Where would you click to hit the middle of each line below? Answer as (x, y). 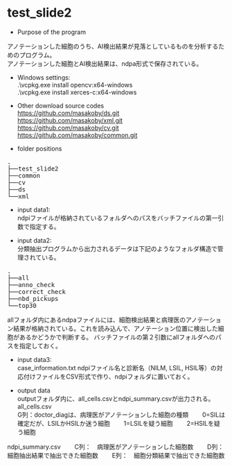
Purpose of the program (52, 32)
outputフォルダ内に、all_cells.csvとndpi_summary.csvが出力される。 (114, 398)
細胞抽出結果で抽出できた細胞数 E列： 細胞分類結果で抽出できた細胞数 (116, 455)
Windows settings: (44, 77)
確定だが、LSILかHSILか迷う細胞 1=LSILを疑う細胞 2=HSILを (116, 423)
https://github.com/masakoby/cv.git (68, 128)
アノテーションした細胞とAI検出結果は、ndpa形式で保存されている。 (105, 63)
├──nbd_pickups (33, 299)
